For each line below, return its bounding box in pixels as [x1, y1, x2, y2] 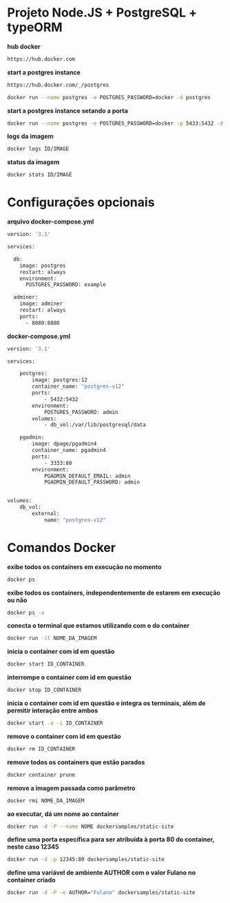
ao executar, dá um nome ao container [7, 809, 119, 818]
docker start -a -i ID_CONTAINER [7, 720, 103, 727]
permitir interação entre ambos [7, 706, 98, 715]
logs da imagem [7, 132, 54, 141]
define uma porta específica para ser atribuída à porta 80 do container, [7, 835, 215, 844]
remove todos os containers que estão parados [7, 757, 145, 766]
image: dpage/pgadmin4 [32, 440, 97, 448]
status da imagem [7, 158, 60, 166]
